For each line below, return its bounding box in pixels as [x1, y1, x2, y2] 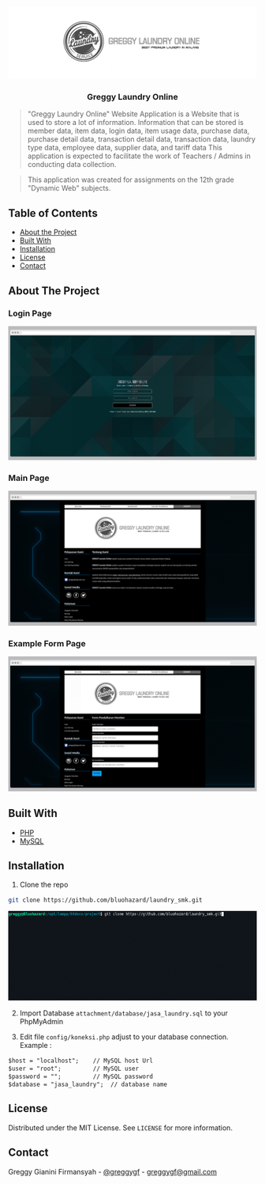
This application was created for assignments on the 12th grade [27, 175, 234, 184]
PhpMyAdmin [19, 1017, 64, 1027]
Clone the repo [19, 880, 69, 890]
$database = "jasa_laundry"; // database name [8, 1080, 168, 1089]
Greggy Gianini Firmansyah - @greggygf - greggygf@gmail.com [8, 1167, 217, 1176]
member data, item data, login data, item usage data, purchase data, [27, 126, 250, 136]
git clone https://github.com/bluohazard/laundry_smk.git [8, 896, 203, 904]
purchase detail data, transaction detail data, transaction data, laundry [27, 134, 256, 144]
